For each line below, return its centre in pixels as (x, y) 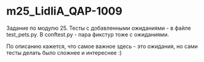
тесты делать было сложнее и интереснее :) (64, 52)
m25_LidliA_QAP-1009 (65, 11)
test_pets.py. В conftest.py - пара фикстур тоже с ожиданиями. (88, 34)
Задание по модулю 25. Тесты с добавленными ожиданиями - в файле (99, 28)
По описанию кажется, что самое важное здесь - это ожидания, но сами (102, 46)
